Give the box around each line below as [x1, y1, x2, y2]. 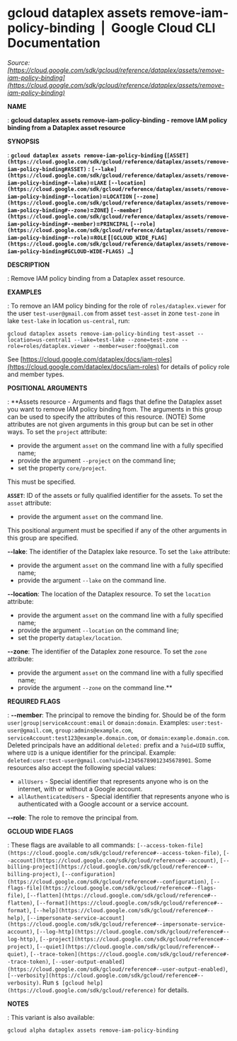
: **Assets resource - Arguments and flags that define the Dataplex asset [7, 397, 222, 406]
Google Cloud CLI [110, 20, 216, 36]
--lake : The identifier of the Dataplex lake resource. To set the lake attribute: [7, 547, 231, 556]
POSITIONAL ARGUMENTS [7, 383, 88, 392]
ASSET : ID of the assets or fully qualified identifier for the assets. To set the [7, 491, 223, 499]
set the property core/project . [17, 463, 107, 472]
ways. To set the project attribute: [7, 427, 108, 436]
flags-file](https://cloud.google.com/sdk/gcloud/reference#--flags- [7, 884, 217, 892]
